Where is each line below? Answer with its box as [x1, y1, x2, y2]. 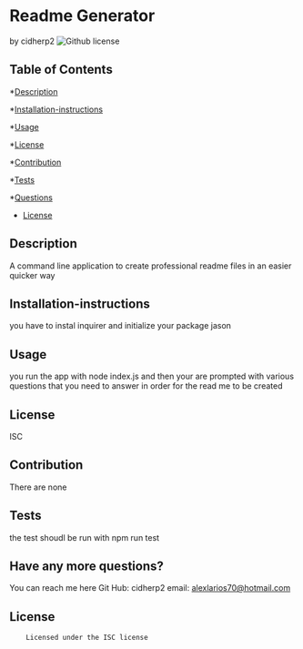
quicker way [9, 269, 56, 280]
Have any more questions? [9, 559, 164, 574]
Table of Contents [9, 62, 114, 77]
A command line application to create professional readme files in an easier [9, 260, 292, 271]
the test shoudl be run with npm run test [9, 532, 160, 543]
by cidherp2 [9, 35, 56, 46]
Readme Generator [9, 5, 156, 26]
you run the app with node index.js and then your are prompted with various [9, 370, 294, 382]
